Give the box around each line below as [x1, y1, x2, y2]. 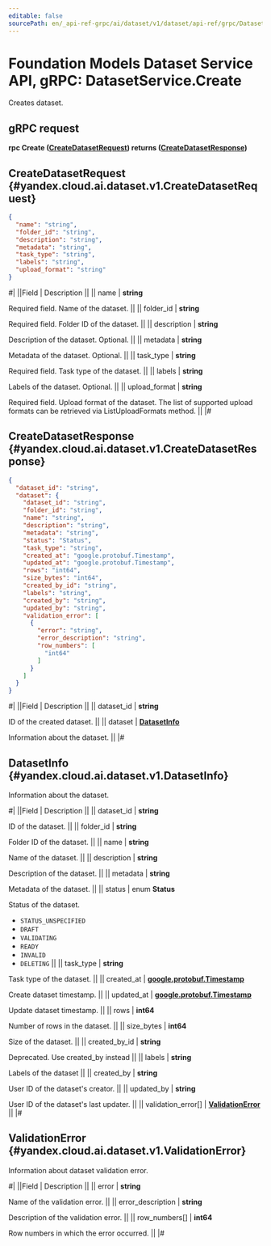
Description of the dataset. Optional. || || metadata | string [8, 335, 202, 344]
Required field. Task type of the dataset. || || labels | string [8, 365, 203, 376]
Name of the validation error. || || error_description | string [8, 1197, 203, 1206]
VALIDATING [19, 934, 57, 942]
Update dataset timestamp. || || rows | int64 [8, 1005, 155, 1015]
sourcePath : [8, 19, 48, 27]
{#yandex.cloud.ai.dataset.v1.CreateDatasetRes [8, 442, 257, 456]
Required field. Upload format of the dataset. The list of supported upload [8, 397, 253, 407]
